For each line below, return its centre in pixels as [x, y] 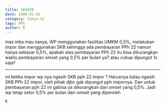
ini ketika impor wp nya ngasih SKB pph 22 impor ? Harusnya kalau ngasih [80, 77]
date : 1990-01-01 [23, 14]
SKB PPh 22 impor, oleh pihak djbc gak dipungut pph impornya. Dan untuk [80, 82]
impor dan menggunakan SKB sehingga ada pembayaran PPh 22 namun [78, 47]
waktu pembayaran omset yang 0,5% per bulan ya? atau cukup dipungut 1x [81, 57]
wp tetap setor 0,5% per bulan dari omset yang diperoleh [63, 93]
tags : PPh [15, 23]
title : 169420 [20, 10]
